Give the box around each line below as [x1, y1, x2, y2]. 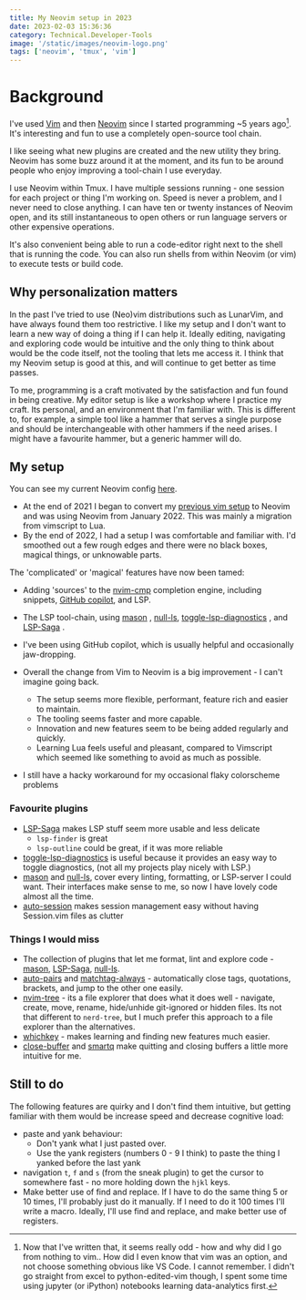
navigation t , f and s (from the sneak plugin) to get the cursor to [22, 1167, 264, 1178]
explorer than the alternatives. [22, 1021, 136, 1032]
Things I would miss [9, 933, 100, 946]
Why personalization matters [9, 284, 178, 301]
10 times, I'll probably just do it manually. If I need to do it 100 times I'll [22, 1195, 285, 1207]
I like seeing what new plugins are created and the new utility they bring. [9, 145, 281, 156]
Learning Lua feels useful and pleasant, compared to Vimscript [36, 742, 273, 753]
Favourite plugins [9, 803, 88, 815]
